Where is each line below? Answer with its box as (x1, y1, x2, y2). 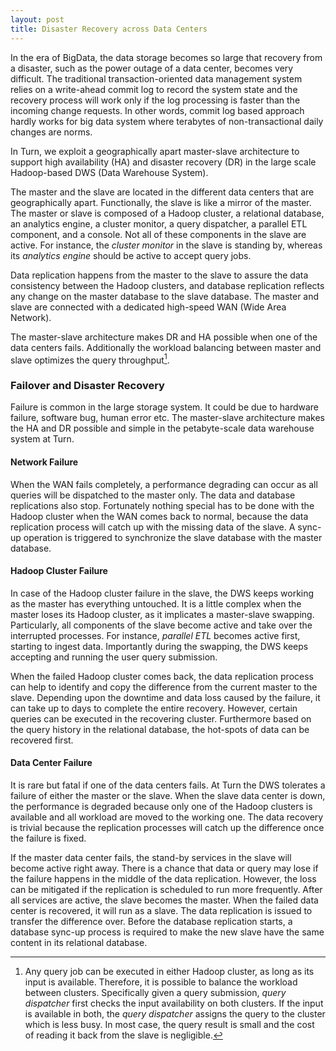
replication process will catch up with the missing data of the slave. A (10, 521, 296, 533)
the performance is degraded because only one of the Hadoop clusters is (10, 801, 313, 813)
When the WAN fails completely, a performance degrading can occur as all (10, 478, 318, 490)
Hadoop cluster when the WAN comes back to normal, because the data (10, 510, 309, 522)
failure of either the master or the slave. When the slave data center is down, (10, 790, 326, 802)
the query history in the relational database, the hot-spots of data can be (10, 723, 310, 735)
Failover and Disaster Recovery (10, 379, 165, 393)
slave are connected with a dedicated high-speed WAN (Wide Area (10, 301, 287, 313)
